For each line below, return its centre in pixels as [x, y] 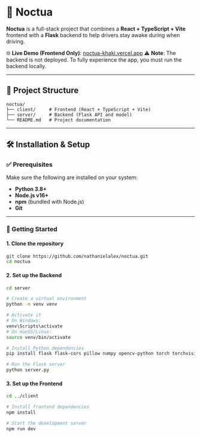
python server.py [28, 370]
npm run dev [21, 429]
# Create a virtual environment [46, 299]
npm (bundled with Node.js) [50, 202]
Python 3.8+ [31, 189]
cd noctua [19, 262]
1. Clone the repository [35, 243]
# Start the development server [46, 423]
